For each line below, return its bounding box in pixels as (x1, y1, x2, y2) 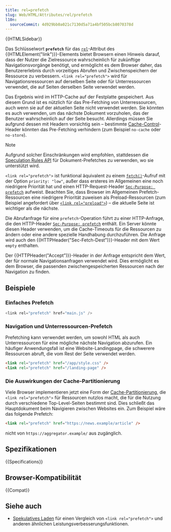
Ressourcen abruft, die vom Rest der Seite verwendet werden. (5, 351, 136, 357)
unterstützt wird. (5, 162, 40, 169)
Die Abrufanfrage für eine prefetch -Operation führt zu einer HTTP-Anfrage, (5, 215, 164, 221)
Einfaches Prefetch (5, 299, 54, 306)
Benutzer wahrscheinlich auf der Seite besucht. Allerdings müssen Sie (5, 116, 153, 122)
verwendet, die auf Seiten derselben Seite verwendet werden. (5, 84, 136, 90)
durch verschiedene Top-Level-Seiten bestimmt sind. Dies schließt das (5, 400, 155, 406)
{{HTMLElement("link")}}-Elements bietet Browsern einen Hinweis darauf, (5, 51, 160, 57)
